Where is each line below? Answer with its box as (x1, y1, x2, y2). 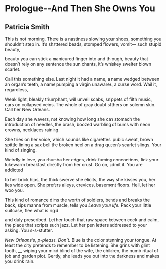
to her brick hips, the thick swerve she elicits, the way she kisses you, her (5, 177, 156, 182)
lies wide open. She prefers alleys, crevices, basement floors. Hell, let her (5, 182, 155, 188)
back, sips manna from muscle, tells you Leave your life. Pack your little (5, 202, 152, 208)
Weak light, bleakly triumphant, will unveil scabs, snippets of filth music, (5, 96, 152, 102)
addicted (5, 167, 23, 173)
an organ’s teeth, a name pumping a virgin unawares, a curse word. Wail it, (5, 81, 157, 87)
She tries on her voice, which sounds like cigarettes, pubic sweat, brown (5, 137, 153, 142)
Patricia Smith (5, 23, 50, 31)
